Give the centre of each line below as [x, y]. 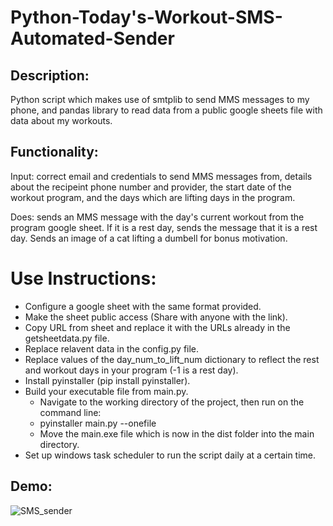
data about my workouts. [61, 120]
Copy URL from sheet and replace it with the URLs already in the [157, 327]
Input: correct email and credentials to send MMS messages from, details [161, 176]
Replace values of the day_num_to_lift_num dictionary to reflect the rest [172, 359]
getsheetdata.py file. [67, 338]
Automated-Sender [92, 38]
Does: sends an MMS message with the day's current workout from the [157, 217]
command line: [70, 412]
